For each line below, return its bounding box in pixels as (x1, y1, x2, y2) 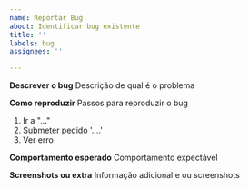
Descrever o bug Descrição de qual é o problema (9, 80, 195, 91)
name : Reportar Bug (9, 13, 84, 23)
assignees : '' (9, 47, 64, 56)
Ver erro (22, 134, 55, 145)
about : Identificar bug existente (9, 22, 141, 31)
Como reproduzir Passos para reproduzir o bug (9, 97, 189, 109)
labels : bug (9, 38, 55, 48)
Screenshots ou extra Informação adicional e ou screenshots (9, 170, 241, 181)
